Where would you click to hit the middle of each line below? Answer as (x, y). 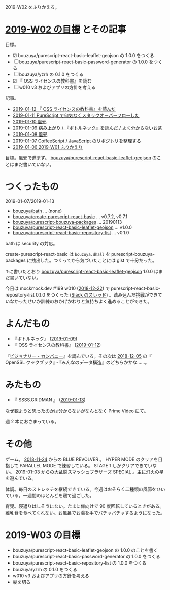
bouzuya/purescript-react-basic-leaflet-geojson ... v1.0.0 (72, 227)
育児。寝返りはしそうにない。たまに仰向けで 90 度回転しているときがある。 (85, 506)
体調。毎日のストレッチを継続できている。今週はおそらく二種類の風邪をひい (85, 489)
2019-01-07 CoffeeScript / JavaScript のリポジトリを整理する (77, 141)
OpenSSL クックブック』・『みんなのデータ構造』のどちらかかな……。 (77, 362)
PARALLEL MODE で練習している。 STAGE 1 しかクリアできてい (86, 465)
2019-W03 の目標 (43, 535)
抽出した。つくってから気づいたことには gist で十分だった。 (94, 260)
